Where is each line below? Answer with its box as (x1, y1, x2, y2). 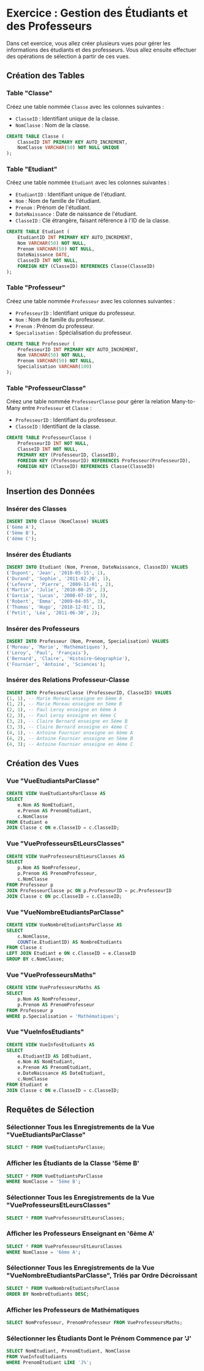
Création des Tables (6, 71, 85, 81)
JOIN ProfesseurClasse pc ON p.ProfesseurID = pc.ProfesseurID (6, 887, 172, 894)
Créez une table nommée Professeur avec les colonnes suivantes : (6, 297, 175, 304)
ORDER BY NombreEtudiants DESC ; (6, 1291, 89, 1297)
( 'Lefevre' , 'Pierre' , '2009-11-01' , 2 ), (6, 581, 114, 587)
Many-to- (171, 398, 195, 405)
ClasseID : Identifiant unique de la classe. (15, 114, 120, 122)
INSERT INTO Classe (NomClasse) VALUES (6, 518, 109, 525)
